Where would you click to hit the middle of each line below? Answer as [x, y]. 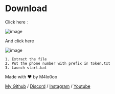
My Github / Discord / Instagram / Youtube [48, 86]
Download [26, 9]
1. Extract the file [26, 59]
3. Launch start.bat [26, 68]
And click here [20, 41]
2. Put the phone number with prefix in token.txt [58, 63]
